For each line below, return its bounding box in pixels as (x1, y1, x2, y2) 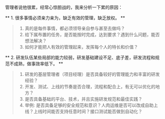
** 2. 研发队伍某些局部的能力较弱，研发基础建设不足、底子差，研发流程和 (5, 55, 156, 60)
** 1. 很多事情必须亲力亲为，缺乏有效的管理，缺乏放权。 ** (5, 15, 125, 21)
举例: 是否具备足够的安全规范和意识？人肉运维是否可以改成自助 (24, 102, 154, 108)
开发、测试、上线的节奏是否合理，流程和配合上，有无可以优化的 (24, 84, 156, 89)
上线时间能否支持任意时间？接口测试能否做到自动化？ (33, 109, 143, 114)
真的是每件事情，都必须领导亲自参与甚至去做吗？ (24, 25, 125, 31)
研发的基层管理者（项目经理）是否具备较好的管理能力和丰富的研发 (24, 71, 160, 77)
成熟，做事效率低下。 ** (13, 61, 63, 66)
